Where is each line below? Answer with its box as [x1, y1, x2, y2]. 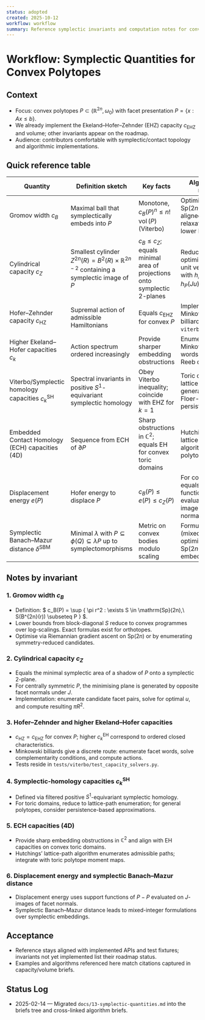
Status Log [6, 984, 49, 994]
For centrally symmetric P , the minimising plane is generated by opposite [15, 682, 199, 689]
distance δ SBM [9, 544, 51, 553]
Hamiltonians [70, 321, 109, 329]
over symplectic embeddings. [15, 913, 90, 920]
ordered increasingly [70, 350, 130, 358]
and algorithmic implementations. [15, 142, 99, 150]
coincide [138, 390, 164, 399]
